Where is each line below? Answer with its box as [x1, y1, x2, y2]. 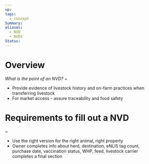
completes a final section [12, 153, 63, 159]
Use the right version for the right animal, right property [12, 138, 123, 144]
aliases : [5, 25, 23, 30]
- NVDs [9, 34, 23, 39]
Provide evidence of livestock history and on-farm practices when [12, 85, 145, 91]
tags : [5, 12, 16, 16]
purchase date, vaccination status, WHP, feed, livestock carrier [12, 148, 138, 154]
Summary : [5, 20, 23, 26]
